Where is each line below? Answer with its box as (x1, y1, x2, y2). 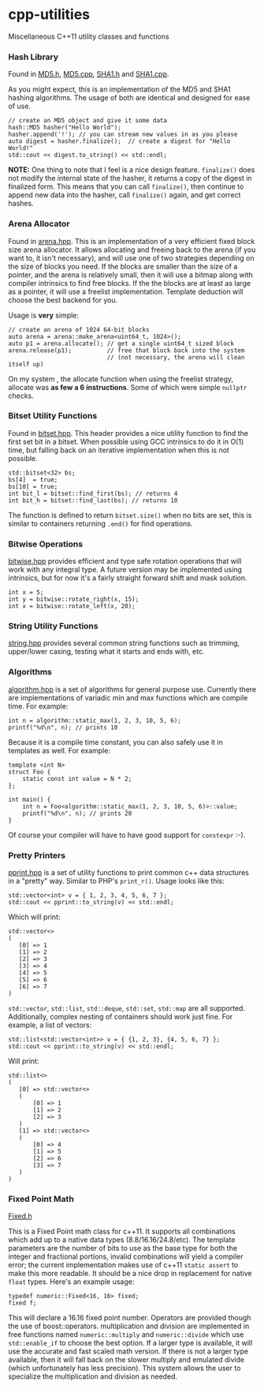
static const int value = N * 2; (22, 775, 132, 783)
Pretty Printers (8, 850, 65, 861)
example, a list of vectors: (8, 1020, 92, 1030)
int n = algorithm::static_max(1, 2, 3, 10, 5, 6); (8, 716, 181, 724)
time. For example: (8, 701, 69, 711)
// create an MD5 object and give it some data (8, 117, 168, 125)
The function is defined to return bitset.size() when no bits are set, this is (8, 510, 252, 520)
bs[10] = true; (8, 482, 58, 490)
